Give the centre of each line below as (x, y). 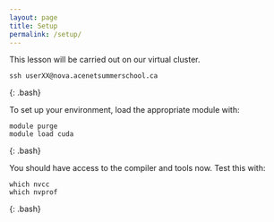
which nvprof (34, 192)
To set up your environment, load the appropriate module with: (124, 110)
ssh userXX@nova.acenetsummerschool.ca (84, 76)
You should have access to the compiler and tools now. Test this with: (137, 168)
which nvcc (30, 184)
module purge (34, 126)
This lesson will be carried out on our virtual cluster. (105, 60)
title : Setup (34, 26)
